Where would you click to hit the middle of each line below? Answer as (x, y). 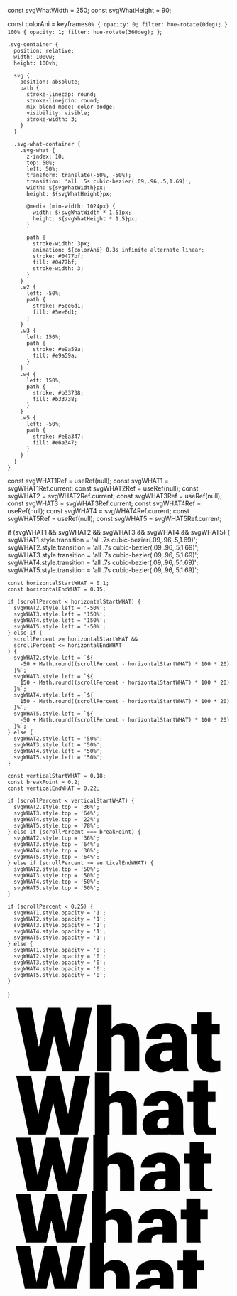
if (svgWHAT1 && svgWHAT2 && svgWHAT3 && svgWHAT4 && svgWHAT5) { (119, 532)
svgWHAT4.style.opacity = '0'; (60, 969)
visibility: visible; (58, 113)
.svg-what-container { (47, 144)
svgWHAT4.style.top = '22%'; (57, 820)
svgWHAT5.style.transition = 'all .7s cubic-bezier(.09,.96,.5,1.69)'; (103, 570)
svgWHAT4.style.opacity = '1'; (60, 931)
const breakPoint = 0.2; (44, 782)
